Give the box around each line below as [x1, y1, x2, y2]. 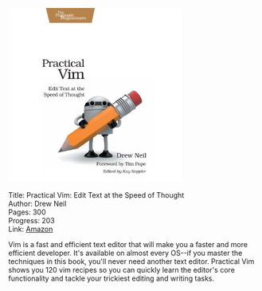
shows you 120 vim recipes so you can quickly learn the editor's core [8, 265, 235, 274]
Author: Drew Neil [8, 199, 67, 208]
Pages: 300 [8, 207, 46, 217]
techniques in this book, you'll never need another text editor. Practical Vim [8, 257, 255, 266]
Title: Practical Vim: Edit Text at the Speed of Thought [8, 191, 185, 199]
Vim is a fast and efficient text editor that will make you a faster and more [8, 240, 248, 249]
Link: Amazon [8, 224, 53, 234]
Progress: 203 [8, 216, 55, 225]
